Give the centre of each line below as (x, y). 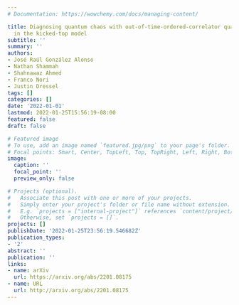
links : (17, 264)
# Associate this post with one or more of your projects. (100, 198)
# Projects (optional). (43, 191)
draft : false (27, 126)
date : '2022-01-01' (36, 106)
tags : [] (20, 93)
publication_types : (36, 237)
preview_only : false (44, 178)
